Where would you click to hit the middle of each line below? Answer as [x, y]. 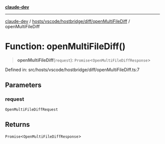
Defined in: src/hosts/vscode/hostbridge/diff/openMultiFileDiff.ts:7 [72, 70]
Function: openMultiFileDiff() [65, 47]
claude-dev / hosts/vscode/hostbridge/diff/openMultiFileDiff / [68, 21]
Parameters [23, 85]
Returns [18, 125]
